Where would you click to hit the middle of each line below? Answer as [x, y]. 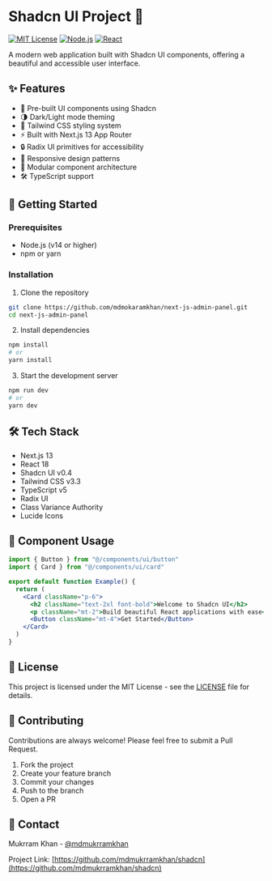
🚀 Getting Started [53, 204]
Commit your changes [57, 781]
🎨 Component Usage [62, 541]
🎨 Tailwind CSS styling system [70, 126]
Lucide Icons [41, 515]
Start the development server [69, 376]
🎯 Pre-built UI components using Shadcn [88, 108]
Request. [23, 749]
